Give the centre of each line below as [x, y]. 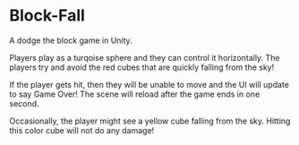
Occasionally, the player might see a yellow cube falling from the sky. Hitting [150, 121]
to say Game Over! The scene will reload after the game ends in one [135, 94]
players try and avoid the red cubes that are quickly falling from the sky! [142, 67]
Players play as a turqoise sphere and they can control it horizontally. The [145, 57]
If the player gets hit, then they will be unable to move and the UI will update [149, 84]
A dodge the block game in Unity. [71, 40]
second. [24, 103]
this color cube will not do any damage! [82, 130]
